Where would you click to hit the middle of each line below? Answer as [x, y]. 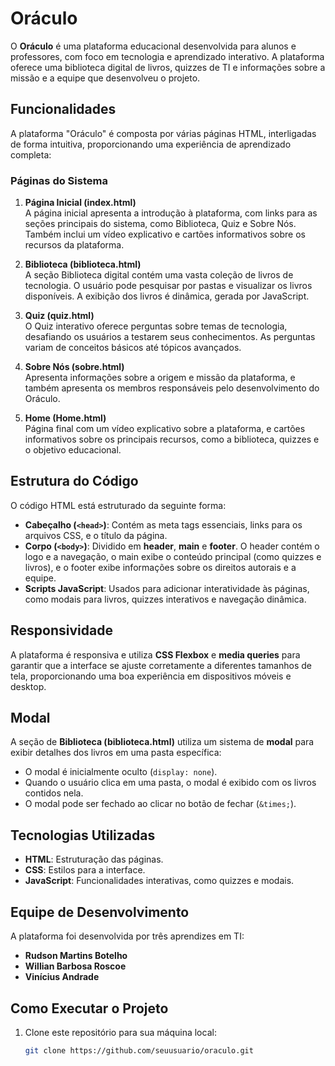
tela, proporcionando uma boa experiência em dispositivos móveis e [151, 676]
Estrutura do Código [74, 481]
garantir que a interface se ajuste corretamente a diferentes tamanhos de [161, 665]
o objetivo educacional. [73, 450]
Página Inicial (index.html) [80, 203]
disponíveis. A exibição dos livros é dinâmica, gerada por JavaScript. [167, 296]
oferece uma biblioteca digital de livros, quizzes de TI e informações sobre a [168, 67]
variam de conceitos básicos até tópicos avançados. [133, 348]
